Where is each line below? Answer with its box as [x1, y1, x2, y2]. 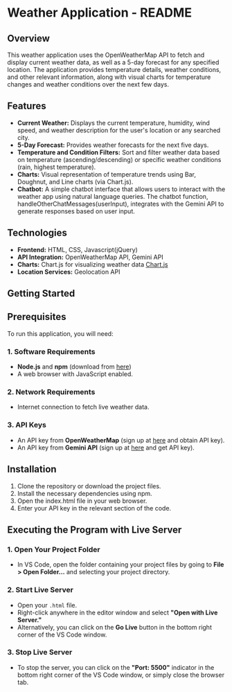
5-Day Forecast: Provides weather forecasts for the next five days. [17, 141, 209, 149]
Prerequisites [7, 311, 66, 323]
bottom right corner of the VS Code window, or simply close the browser [17, 671, 225, 679]
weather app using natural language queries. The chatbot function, [17, 192, 208, 200]
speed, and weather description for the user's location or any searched [17, 126, 221, 134]
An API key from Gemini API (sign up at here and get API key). [17, 443, 195, 452]
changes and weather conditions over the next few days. [7, 80, 170, 88]
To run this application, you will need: [7, 329, 114, 337]
